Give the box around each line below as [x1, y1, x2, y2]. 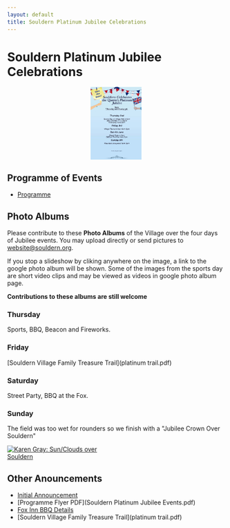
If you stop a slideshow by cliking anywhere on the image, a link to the [7, 257, 207, 266]
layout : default [7, 11, 54, 18]
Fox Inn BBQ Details [17, 506, 74, 514]
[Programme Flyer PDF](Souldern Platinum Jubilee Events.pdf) [17, 498, 195, 507]
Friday [7, 343, 29, 352]
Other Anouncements [7, 473, 102, 484]
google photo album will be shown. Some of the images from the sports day [7, 264, 223, 273]
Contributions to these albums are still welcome [7, 293, 147, 301]
